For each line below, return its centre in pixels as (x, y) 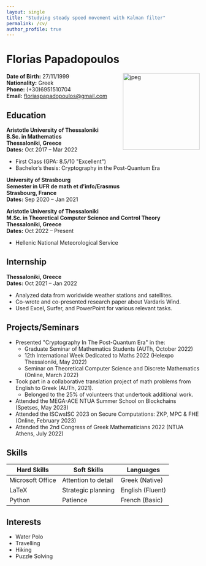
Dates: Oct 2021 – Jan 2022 (42, 283)
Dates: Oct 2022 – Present (40, 231)
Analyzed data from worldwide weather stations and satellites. (94, 295)
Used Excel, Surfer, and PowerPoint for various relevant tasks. (94, 308)
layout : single (26, 12)
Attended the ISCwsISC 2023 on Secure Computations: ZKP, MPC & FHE (107, 414)
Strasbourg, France (32, 193)
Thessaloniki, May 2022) (55, 362)
